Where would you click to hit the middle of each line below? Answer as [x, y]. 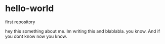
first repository [20, 22]
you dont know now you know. [36, 36]
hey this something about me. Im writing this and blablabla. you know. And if [83, 31]
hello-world [30, 8]
